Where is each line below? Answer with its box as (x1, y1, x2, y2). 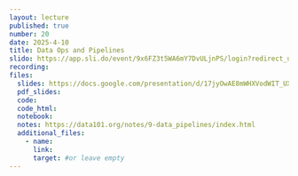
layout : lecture (9, 12, 69, 22)
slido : (9, 54, 34, 63)
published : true (9, 21, 69, 30)
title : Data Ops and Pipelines (9, 46, 125, 55)
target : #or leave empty (32, 153, 125, 163)
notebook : (17, 112, 53, 121)
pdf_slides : (17, 87, 62, 96)
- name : (25, 137, 53, 146)
